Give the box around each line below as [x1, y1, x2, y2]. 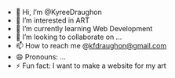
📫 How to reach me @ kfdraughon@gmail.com [15, 41, 167, 50]
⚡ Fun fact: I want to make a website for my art [15, 61, 166, 70]
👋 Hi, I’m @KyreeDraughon [15, 8, 102, 16]
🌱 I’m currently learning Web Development [15, 24, 153, 33]
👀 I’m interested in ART [15, 16, 90, 25]
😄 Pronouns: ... [15, 52, 67, 62]
